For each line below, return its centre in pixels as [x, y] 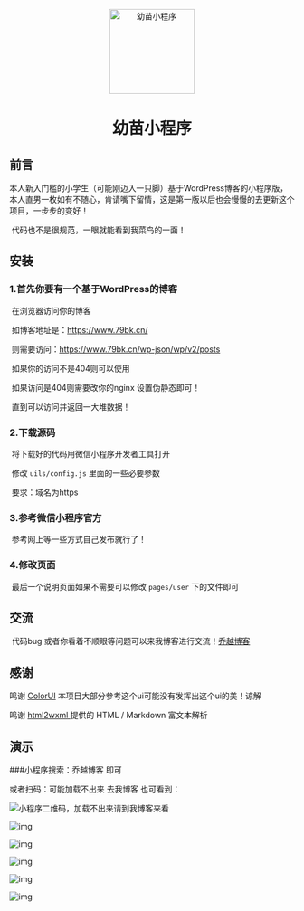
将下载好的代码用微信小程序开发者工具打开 [90, 453]
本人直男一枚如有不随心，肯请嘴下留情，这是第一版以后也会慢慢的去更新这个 [152, 199]
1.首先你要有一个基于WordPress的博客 [94, 289]
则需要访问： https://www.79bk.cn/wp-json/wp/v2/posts [116, 349]
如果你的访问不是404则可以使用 [71, 368]
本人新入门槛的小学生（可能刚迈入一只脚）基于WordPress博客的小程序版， [149, 188]
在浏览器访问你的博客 [51, 310]
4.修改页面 [33, 565]
